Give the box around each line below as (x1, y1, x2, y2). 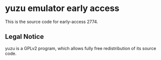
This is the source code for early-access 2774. (5, 19, 98, 24)
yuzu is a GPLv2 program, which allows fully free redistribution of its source (5, 45, 157, 51)
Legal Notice (5, 33, 44, 41)
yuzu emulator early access (5, 3, 120, 14)
